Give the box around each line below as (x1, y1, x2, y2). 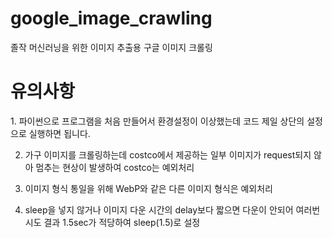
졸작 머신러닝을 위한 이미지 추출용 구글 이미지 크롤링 (10, 41, 213, 53)
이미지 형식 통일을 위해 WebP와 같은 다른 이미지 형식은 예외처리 (24, 182, 273, 194)
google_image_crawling (10, 7, 213, 30)
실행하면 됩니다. (28, 127, 91, 139)
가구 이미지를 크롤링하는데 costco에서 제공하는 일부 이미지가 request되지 (24, 148, 312, 161)
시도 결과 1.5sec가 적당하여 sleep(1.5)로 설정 (24, 216, 201, 228)
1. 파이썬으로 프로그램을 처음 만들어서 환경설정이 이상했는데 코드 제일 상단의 (10, 115, 305, 127)
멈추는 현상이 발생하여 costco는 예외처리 (35, 161, 195, 173)
